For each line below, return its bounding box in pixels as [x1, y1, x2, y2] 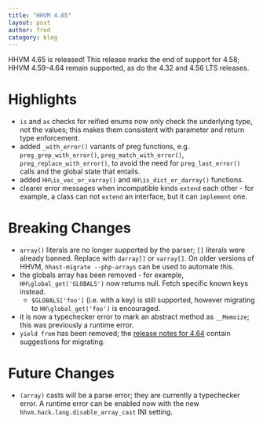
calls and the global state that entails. [19, 166, 141, 177]
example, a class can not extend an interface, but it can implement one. [19, 192, 248, 201]
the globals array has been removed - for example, [19, 270, 184, 280]
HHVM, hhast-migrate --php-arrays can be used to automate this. [19, 262, 235, 272]
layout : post [8, 19, 51, 27]
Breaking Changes [8, 219, 131, 237]
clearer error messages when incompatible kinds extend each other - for [19, 184, 254, 193]
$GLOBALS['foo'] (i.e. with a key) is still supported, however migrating [31, 295, 255, 305]
